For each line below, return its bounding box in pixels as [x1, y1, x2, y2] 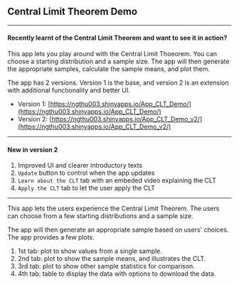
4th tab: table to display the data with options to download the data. [17, 269, 216, 278]
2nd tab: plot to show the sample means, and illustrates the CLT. [17, 254, 206, 263]
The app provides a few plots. [7, 233, 95, 242]
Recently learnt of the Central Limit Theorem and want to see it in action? [7, 33, 228, 42]
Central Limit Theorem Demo [7, 6, 137, 18]
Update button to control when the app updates [17, 168, 155, 177]
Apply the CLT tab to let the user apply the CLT [17, 184, 155, 193]
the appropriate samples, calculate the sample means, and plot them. [7, 65, 211, 73]
